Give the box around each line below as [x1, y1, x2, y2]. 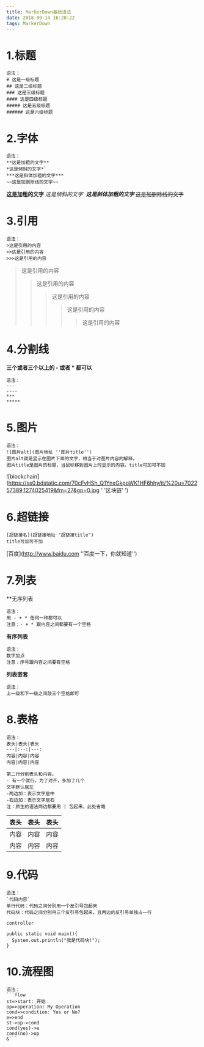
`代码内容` [6, 896, 31, 902]
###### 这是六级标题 [6, 109, 53, 116]
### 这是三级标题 [6, 90, 45, 96]
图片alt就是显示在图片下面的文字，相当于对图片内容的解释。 [6, 456, 137, 462]
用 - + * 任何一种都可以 [6, 615, 62, 621]
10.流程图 [6, 965, 54, 979]
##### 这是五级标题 [6, 103, 51, 109]
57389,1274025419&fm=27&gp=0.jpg [6, 487, 100, 494]
